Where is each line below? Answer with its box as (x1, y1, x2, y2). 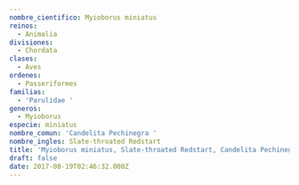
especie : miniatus (9, 121, 77, 130)
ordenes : (9, 71, 42, 80)
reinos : (9, 21, 38, 30)
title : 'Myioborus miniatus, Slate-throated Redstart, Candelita (9, 145, 256, 154)
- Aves (17, 63, 42, 72)
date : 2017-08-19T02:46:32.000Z (9, 162, 129, 171)
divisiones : (9, 37, 53, 47)
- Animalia (17, 29, 58, 38)
